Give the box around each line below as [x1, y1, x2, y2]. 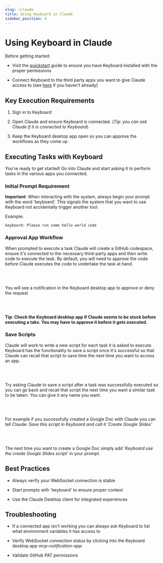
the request [5, 290, 28, 296]
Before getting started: [5, 53, 51, 59]
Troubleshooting [5, 510, 57, 519]
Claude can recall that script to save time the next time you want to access [5, 352, 155, 358]
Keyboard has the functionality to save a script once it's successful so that [5, 347, 155, 353]
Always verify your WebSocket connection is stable [12, 477, 115, 483]
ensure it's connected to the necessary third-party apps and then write [5, 250, 147, 256]
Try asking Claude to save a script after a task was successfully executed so [5, 382, 159, 387]
